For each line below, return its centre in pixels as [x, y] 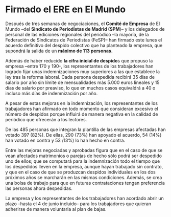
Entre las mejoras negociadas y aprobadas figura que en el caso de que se [84, 150]
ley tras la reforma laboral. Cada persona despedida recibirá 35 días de [80, 77]
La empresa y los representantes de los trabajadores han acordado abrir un [85, 198]
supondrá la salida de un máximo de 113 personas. [59, 51]
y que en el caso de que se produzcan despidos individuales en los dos [80, 172]
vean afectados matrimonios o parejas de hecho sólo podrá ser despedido [84, 156]
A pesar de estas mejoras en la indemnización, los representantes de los [82, 103]
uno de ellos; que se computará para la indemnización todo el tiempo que [83, 161]
